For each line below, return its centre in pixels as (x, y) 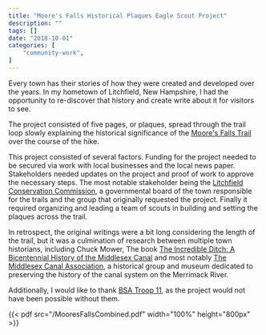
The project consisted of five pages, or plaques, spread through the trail (127, 124)
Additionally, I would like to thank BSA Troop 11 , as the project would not (127, 290)
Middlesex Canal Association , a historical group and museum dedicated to (131, 266)
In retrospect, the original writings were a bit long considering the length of (132, 232)
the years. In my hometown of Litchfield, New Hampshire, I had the (119, 91)
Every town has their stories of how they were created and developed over (131, 83)
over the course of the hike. (54, 141)
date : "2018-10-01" (41, 38)
